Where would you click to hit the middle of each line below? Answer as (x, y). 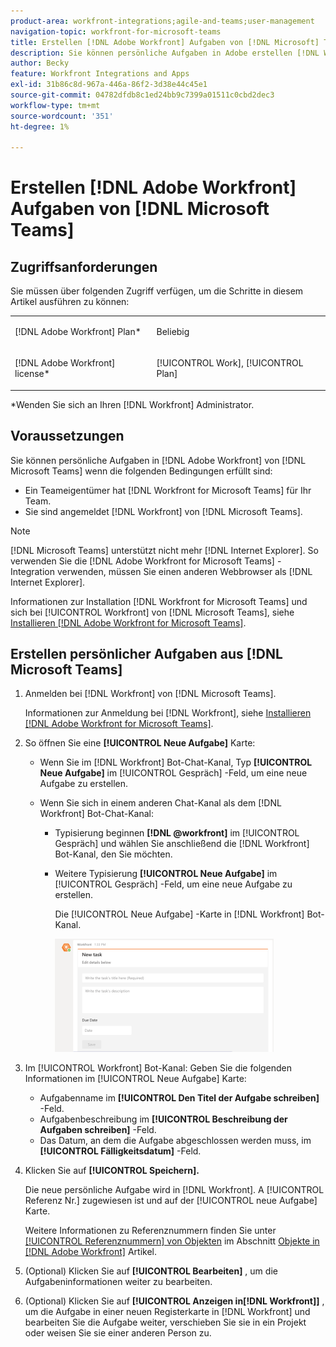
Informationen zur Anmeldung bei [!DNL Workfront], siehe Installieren (168, 713)
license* (32, 374)
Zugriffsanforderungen (84, 266)
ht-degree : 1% (40, 126)
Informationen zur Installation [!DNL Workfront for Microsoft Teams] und (159, 601)
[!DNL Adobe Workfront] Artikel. (90, 1252)
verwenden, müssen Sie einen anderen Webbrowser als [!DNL (184, 571)
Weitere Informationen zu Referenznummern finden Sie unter (150, 1231)
